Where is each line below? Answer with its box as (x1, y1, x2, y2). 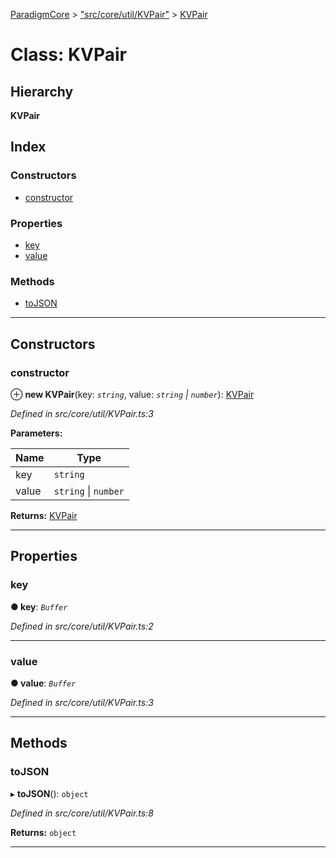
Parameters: (10, 427, 63, 439)
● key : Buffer (10, 600, 68, 613)
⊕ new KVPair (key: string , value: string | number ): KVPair (10, 388, 255, 400)
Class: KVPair (10, 44, 127, 66)
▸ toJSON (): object (10, 787, 89, 799)
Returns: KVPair (10, 509, 78, 521)
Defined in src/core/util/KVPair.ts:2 (10, 620, 154, 632)
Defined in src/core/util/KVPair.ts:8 (10, 807, 154, 819)
